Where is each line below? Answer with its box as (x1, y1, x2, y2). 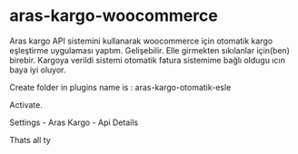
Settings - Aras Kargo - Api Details (9, 117, 139, 128)
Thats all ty (9, 134, 52, 145)
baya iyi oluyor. (9, 64, 66, 75)
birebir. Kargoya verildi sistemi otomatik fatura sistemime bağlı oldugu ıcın (9, 54, 286, 65)
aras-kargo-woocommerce (9, 5, 218, 26)
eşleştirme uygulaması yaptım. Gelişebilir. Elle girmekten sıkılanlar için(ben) (9, 44, 291, 55)
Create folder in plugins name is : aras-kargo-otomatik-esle (9, 82, 232, 92)
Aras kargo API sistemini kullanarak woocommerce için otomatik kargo (9, 35, 273, 46)
